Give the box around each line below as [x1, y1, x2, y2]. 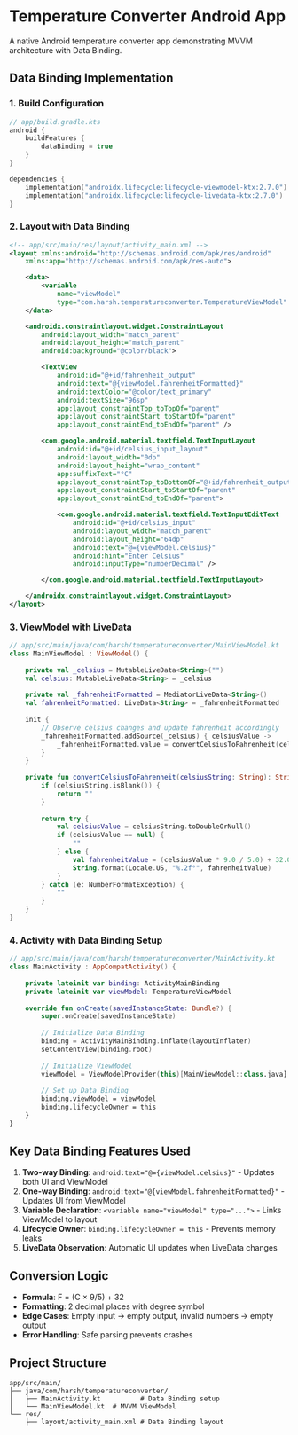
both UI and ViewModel [21, 1177, 108, 1188]
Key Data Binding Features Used [9, 1144, 191, 1159]
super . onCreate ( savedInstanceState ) [41, 1012, 176, 1021]
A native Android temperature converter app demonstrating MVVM [9, 35, 253, 46]
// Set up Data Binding [41, 1086, 129, 1095]
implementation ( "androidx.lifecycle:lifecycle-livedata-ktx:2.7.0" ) [25, 191, 284, 200]
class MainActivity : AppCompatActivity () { [9, 962, 176, 972]
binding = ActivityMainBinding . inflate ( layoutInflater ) [41, 1037, 252, 1046]
